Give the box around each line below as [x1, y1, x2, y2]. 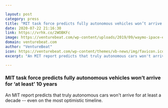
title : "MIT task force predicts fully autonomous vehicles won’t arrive [5, 21, 162, 26]
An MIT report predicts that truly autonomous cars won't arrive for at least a [5, 92, 161, 98]
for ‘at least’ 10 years [5, 80, 57, 87]
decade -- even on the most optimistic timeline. [5, 97, 103, 103]
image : [5, 35, 19, 40]
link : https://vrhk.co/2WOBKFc [5, 30, 70, 35]
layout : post [5, 11, 32, 16]
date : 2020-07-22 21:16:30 [5, 25, 61, 30]
